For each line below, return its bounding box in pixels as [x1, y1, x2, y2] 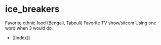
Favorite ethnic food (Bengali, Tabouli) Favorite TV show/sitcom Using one [5, 20, 157, 26]
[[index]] [12, 35, 30, 41]
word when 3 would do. [5, 25, 53, 31]
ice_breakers [5, 3, 60, 15]
